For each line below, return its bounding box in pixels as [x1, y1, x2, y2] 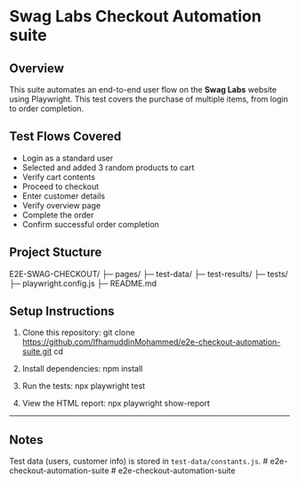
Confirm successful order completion [21, 218, 160, 229]
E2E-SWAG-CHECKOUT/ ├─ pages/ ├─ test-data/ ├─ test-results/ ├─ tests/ [9, 268, 288, 279]
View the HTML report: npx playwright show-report [21, 398, 211, 409]
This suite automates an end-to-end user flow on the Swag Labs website [9, 85, 278, 94]
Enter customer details [21, 190, 105, 201]
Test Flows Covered [9, 129, 122, 144]
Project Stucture [9, 245, 102, 260]
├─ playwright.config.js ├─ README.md [9, 278, 158, 289]
